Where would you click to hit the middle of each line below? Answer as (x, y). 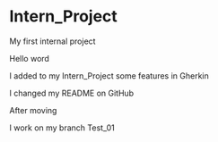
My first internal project (52, 41)
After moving (33, 110)
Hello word (29, 58)
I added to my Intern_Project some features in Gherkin (109, 75)
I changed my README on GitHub (72, 93)
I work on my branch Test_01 (62, 128)
